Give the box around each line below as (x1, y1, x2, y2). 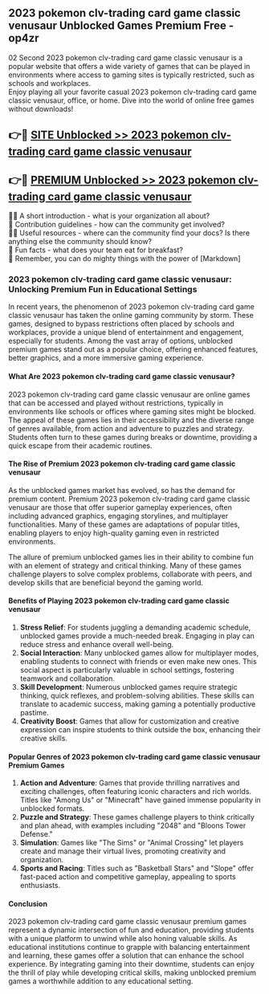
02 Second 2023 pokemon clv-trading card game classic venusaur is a (8, 52, 243, 63)
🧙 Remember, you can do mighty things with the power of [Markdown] (8, 254, 241, 263)
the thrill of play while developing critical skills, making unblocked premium (8, 968, 257, 978)
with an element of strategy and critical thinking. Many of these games (8, 560, 243, 570)
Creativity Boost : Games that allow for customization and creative (19, 716, 239, 726)
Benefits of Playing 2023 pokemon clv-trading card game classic (8, 596, 230, 605)
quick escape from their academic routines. (8, 441, 153, 450)
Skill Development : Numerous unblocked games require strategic (19, 682, 238, 691)
